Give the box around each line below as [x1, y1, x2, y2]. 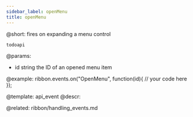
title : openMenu [6, 14, 46, 20]
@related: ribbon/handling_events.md [6, 104, 98, 111]
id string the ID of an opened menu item [14, 63, 112, 71]
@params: [6, 52, 31, 59]
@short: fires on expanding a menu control [6, 30, 111, 37]
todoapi [6, 42, 26, 48]
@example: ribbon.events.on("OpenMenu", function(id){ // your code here [6, 75, 188, 82]
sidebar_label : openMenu [6, 8, 68, 15]
